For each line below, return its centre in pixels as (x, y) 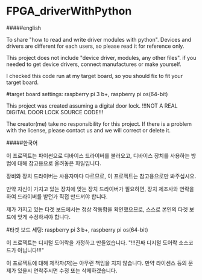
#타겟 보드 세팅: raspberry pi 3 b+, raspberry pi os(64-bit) (77, 230)
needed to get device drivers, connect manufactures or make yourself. (94, 64)
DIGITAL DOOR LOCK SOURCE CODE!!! (55, 112)
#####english (24, 28)
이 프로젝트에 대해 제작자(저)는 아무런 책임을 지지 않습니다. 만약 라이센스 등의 (96, 263)
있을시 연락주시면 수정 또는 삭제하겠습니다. (67, 270)
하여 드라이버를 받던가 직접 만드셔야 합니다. (57, 196)
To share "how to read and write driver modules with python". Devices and (99, 39)
